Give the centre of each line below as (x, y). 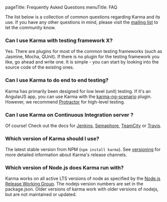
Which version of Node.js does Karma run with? (64, 168)
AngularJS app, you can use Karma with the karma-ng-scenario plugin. (78, 96)
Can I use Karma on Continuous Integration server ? (69, 114)
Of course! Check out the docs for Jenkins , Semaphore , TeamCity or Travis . (83, 125)
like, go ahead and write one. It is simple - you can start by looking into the (82, 62)
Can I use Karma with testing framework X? (59, 40)
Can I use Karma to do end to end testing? (57, 80)
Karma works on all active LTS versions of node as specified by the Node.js (83, 178)
